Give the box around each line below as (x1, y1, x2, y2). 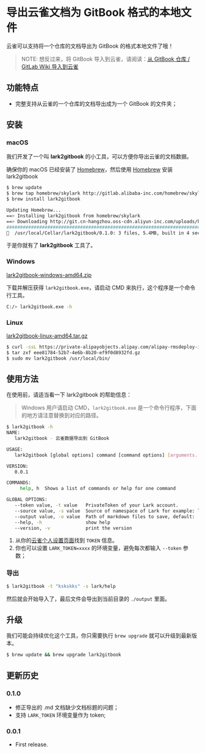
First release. (15, 741, 48, 748)
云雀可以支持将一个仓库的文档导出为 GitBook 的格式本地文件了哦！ (6, 42, 174, 50)
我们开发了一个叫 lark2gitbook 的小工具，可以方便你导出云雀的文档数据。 (6, 153, 192, 160)
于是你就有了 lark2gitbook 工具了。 (6, 242, 96, 249)
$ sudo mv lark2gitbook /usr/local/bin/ (6, 355, 111, 362)
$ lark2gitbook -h (6, 424, 53, 430)
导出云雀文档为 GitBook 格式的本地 (6, 6, 181, 20)
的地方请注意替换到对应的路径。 (21, 412, 102, 419)
